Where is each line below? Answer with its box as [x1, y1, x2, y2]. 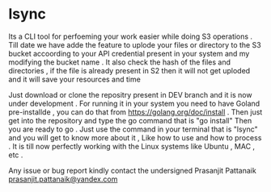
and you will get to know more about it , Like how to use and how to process [8, 132, 262, 142]
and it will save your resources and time [8, 74, 142, 84]
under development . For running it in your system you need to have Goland [8, 98, 260, 108]
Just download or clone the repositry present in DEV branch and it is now [8, 90, 252, 99]
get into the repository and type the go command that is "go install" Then [8, 115, 252, 125]
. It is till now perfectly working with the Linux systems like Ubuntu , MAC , [8, 141, 256, 151]
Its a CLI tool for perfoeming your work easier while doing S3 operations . [8, 31, 253, 41]
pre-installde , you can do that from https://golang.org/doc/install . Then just [8, 106, 263, 117]
